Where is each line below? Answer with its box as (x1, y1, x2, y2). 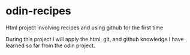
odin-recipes (5, 4, 71, 18)
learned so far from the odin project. (5, 42, 95, 49)
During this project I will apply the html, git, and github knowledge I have (5, 35, 184, 42)
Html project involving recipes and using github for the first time (5, 24, 164, 31)
